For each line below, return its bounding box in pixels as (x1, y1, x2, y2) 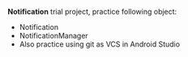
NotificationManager (19, 31, 88, 40)
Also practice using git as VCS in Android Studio (19, 39, 180, 49)
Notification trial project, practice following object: (7, 7, 177, 16)
